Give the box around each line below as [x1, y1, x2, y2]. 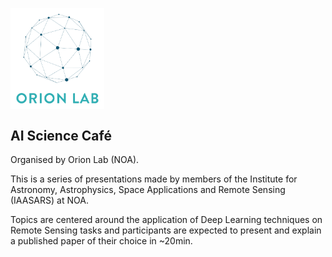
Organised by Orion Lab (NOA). [10, 154, 140, 166]
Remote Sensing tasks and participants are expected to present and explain [10, 224, 322, 237]
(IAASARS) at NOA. [10, 194, 89, 207]
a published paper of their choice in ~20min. [10, 235, 193, 247]
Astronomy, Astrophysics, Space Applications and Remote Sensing [10, 184, 286, 196]
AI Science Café [10, 127, 112, 144]
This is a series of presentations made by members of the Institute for [10, 173, 298, 185]
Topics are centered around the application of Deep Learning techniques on [10, 214, 323, 226]
